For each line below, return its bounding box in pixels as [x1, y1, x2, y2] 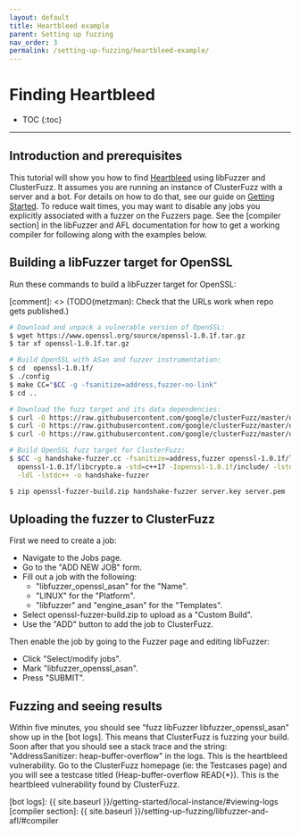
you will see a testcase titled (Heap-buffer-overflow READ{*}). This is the [9, 770, 279, 781]
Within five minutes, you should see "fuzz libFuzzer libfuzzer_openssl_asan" [9, 722, 290, 733]
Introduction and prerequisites [9, 148, 183, 163]
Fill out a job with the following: [21, 572, 137, 582]
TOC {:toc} [21, 114, 62, 125]
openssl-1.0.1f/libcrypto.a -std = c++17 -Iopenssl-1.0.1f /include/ [17, 462, 270, 472]
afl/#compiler [9, 815, 59, 826]
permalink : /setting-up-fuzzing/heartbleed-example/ [9, 46, 210, 55]
